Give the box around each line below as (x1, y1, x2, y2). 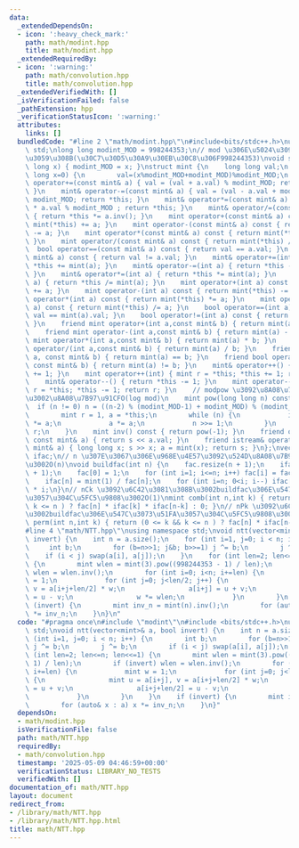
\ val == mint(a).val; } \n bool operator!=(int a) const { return (25, 311, 289, 321)
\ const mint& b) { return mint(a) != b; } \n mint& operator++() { (25, 361, 293, 370)
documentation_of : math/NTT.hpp (9, 783, 129, 793)
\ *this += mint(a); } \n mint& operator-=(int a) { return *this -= (25, 262, 296, 271)
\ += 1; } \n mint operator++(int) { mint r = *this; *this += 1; (25, 369, 285, 379)
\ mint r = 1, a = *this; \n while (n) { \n (25, 411, 241, 420)
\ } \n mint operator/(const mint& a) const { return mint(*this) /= (25, 237, 296, 246)
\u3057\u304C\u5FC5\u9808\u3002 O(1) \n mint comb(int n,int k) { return (25, 493, 293, 502)
